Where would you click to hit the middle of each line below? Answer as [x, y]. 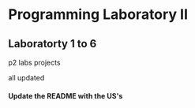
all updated [26, 78]
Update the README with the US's [66, 95]
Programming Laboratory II [98, 15]
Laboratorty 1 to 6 [52, 44]
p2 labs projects [34, 62]
